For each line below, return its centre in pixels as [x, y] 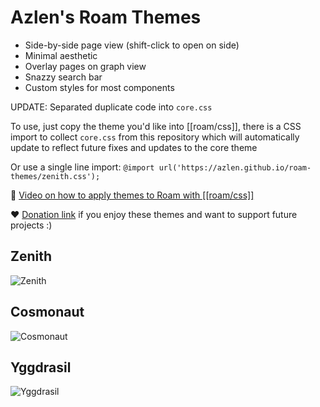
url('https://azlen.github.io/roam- [235, 167]
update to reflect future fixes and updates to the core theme [134, 147]
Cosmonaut [47, 312]
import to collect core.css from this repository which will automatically [155, 137]
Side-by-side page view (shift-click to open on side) [132, 45]
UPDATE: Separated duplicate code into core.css [111, 107]
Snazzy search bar [63, 77]
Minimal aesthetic [61, 55]
